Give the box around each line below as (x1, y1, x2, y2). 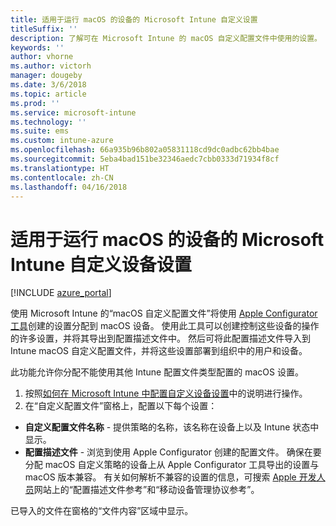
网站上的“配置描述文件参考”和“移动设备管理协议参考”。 (33, 484, 260, 496)
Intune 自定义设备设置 (10, 253, 192, 276)
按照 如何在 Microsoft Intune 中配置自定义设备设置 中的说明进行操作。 (24, 387, 308, 400)
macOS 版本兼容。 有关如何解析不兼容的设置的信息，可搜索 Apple (24, 471, 297, 483)
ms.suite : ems (10, 126, 70, 136)
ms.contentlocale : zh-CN (10, 172, 114, 183)
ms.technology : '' (10, 117, 87, 127)
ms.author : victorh (10, 61, 92, 71)
